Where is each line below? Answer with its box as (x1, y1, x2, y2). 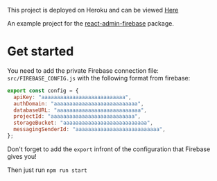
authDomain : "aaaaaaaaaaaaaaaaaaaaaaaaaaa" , (13, 100, 144, 107)
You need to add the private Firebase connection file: (7, 66, 159, 75)
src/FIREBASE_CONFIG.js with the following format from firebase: (7, 74, 191, 82)
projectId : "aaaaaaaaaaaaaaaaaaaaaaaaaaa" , (13, 113, 141, 120)
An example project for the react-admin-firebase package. (7, 19, 175, 27)
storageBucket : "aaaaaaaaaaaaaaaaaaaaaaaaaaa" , (13, 119, 154, 127)
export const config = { (7, 87, 79, 94)
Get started (7, 44, 74, 60)
